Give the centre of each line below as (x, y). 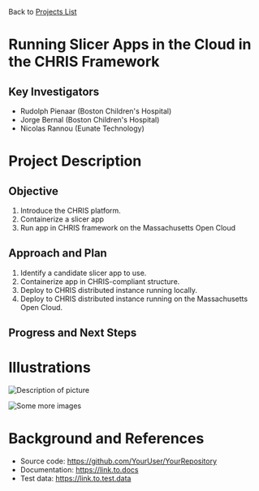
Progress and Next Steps (73, 333)
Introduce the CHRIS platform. (71, 211)
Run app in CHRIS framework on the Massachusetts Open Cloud (128, 228)
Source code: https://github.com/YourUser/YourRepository (119, 461)
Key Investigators (54, 91)
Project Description (75, 161)
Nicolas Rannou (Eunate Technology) (82, 128)
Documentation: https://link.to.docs (79, 470)
